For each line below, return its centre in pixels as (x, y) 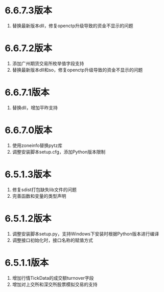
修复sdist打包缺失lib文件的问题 (44, 190)
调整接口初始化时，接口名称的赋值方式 (52, 240)
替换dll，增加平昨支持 (35, 108)
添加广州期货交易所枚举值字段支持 (48, 63)
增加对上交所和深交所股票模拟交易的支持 (55, 284)
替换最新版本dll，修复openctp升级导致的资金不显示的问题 (73, 26)
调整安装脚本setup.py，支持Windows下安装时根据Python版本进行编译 (86, 234)
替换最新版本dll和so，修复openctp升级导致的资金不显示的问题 (77, 70)
